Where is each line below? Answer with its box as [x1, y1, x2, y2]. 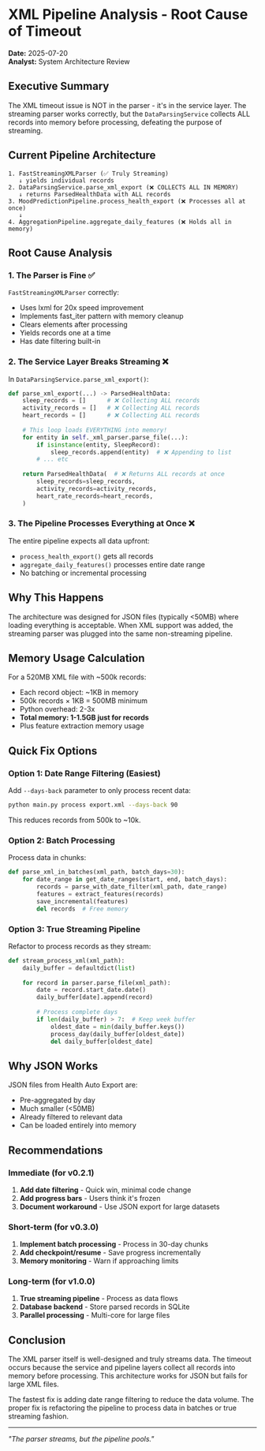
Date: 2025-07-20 [8, 48, 69, 58]
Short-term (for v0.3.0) [8, 1221, 99, 1232]
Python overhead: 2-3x [19, 705, 95, 714]
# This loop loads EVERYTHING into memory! [22, 426, 168, 434]
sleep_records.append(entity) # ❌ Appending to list [50, 448, 232, 456]
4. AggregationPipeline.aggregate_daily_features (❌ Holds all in [8, 218, 232, 226]
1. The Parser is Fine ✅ [8, 270, 95, 281]
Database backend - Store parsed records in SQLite [19, 1302, 190, 1311]
